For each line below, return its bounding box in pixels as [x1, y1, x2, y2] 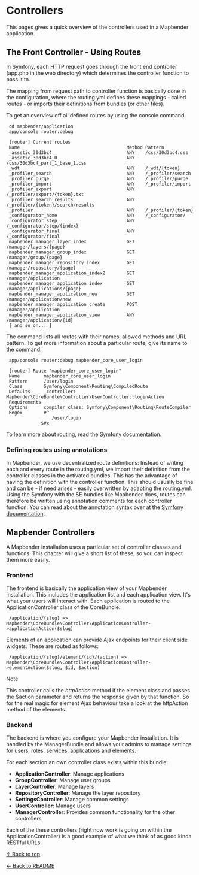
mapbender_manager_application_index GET [8, 280, 135, 286]
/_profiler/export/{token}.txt [6, 191, 84, 198]
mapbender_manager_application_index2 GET [8, 270, 135, 276]
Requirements [8, 399, 42, 405]
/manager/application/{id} [6, 317, 74, 323]
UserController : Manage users [14, 802, 91, 809]
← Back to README [6, 862, 55, 870]
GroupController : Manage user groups [14, 777, 111, 784]
